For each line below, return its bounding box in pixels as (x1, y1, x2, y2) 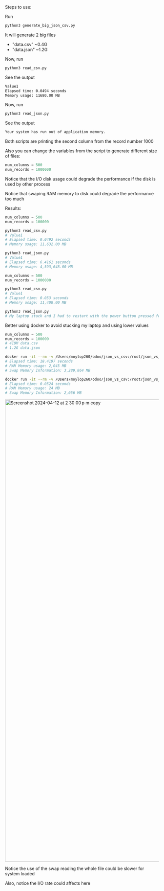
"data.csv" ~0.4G (12, 41, 48, 47)
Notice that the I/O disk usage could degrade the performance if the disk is (5, 176, 156, 182)
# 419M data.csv (5, 341, 38, 346)
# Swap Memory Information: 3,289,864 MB (5, 368, 91, 373)
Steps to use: (5, 4, 32, 10)
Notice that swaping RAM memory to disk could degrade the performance (5, 190, 154, 196)
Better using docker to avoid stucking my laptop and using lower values (5, 322, 149, 328)
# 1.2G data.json (5, 345, 41, 350)
